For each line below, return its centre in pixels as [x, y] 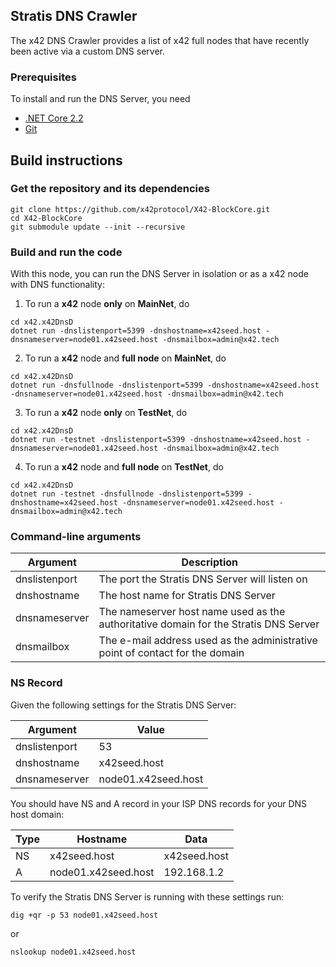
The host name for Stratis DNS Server [187, 596]
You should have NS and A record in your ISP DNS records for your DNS [159, 803]
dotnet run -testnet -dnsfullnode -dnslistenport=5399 [127, 494]
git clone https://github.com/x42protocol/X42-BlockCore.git [140, 209]
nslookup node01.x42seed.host [73, 952]
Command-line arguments [76, 537]
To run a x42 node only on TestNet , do [106, 413]
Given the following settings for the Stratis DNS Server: [123, 705]
